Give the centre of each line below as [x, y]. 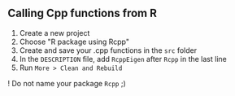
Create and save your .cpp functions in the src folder [108, 50]
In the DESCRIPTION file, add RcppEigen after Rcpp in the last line [123, 59]
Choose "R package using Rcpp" [74, 41]
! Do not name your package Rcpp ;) [67, 83]
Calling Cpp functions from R [83, 13]
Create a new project [54, 33]
